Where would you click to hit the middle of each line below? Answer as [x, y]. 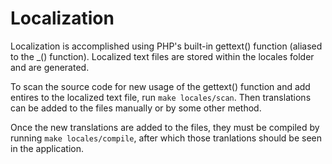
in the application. [47, 148]
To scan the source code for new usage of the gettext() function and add [160, 86]
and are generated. [50, 67]
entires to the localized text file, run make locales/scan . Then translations [161, 97]
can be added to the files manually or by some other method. [136, 108]
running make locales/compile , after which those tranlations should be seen [166, 138]
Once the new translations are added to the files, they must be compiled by [165, 127]
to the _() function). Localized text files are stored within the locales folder [162, 56]
